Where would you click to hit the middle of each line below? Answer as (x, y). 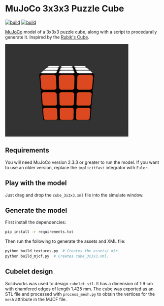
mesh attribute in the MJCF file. (36, 299)
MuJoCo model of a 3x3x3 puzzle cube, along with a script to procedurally (81, 32)
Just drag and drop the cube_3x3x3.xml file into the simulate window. (74, 195)
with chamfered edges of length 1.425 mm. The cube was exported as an (79, 289)
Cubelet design (29, 272)
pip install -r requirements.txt (39, 232)
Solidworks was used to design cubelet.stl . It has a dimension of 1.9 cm (79, 283)
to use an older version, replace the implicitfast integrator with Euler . (77, 167)
